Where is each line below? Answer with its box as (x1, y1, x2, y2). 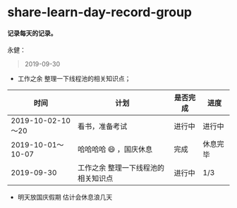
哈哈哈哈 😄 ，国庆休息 (77, 145, 153, 154)
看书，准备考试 (77, 121, 128, 131)
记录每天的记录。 (7, 29, 57, 37)
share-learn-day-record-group (7, 4, 193, 20)
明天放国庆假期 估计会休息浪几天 (17, 193, 113, 202)
